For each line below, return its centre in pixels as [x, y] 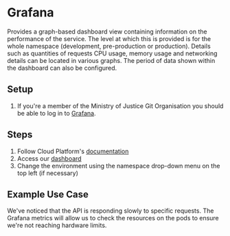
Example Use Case [48, 194]
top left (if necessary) [48, 173]
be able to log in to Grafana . [56, 113]
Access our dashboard [49, 158]
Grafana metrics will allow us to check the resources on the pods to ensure [113, 218]
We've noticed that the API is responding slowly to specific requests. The [111, 211]
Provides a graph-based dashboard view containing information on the [107, 31]
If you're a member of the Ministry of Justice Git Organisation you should [120, 106]
